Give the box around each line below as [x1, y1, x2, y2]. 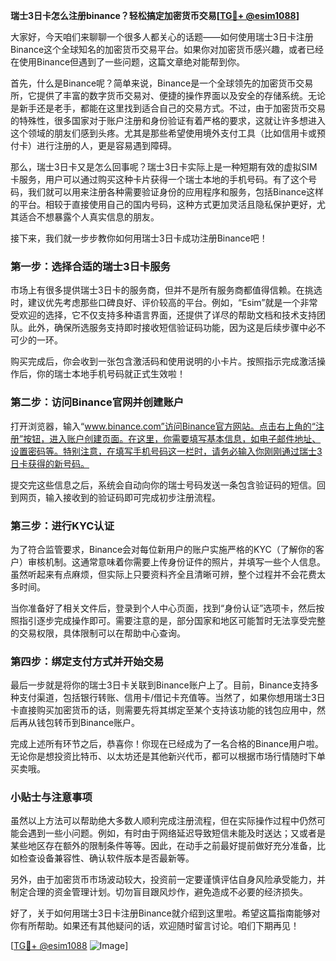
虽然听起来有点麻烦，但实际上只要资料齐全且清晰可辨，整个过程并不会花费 [10, 568, 317, 580]
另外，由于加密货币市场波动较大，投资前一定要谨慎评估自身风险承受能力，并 [10, 874, 326, 886]
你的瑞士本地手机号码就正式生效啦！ [36, 368, 186, 380]
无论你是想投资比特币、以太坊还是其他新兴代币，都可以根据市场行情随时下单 [10, 750, 326, 763]
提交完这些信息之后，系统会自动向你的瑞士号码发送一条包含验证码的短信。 [10, 479, 317, 491]
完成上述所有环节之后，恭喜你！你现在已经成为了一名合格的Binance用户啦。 [10, 738, 325, 750]
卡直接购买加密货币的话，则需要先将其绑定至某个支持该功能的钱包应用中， [10, 704, 317, 716]
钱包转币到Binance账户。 [36, 717, 141, 729]
